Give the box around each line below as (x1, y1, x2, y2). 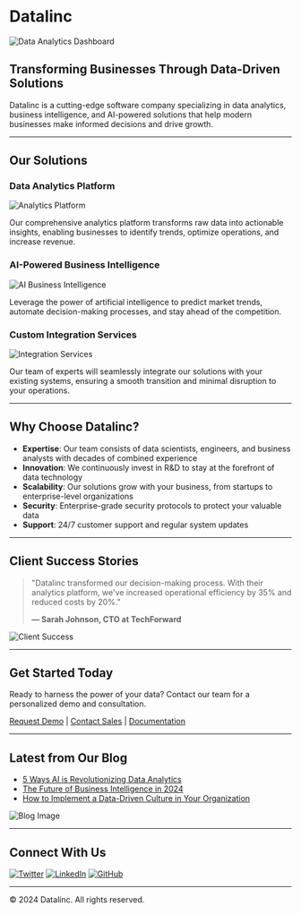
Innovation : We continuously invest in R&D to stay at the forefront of (21, 462, 275, 473)
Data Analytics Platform (9, 180, 116, 192)
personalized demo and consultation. (9, 698, 146, 709)
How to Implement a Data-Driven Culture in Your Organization (21, 793, 251, 804)
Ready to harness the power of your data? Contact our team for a (9, 689, 251, 700)
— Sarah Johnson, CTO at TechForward (30, 613, 182, 624)
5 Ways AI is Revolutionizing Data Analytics (21, 774, 182, 785)
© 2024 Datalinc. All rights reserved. (9, 894, 145, 905)
